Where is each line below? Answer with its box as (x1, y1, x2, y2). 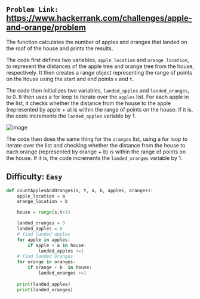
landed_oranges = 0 (17, 220, 66, 226)
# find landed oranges (17, 254, 73, 260)
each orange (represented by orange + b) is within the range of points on (6, 148, 186, 155)
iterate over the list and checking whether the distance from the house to (6, 141, 186, 149)
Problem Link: (6, 5, 59, 14)
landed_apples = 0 (17, 226, 63, 232)
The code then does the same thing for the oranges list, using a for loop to (6, 135, 188, 143)
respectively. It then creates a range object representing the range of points (6, 69, 193, 76)
